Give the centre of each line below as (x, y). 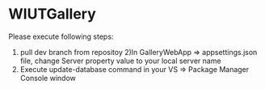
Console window (48, 78)
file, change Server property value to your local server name (120, 61)
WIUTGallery (53, 14)
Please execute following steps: (61, 36)
